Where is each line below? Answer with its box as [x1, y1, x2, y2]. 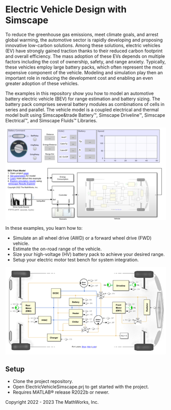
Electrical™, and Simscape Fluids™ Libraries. [5, 117, 97, 123]
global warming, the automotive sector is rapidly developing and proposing [5, 37, 163, 43]
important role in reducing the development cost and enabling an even [5, 75, 153, 81]
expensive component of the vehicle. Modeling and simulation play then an [5, 69, 163, 75]
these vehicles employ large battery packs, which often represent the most [5, 64, 163, 70]
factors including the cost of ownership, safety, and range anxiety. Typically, [5, 58, 166, 64]
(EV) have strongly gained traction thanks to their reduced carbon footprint [5, 48, 163, 54]
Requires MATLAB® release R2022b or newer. [12, 389, 110, 395]
